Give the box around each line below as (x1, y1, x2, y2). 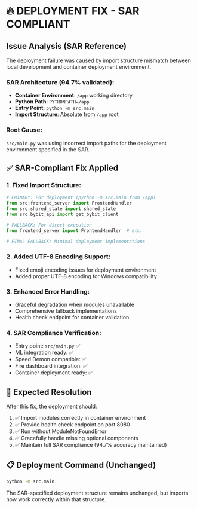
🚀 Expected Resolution (6, 387, 92, 397)
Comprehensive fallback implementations (14, 307, 118, 315)
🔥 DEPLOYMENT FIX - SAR (6, 4, 140, 18)
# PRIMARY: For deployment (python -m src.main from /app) (6, 194, 156, 201)
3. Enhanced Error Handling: (6, 287, 90, 295)
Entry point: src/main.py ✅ (14, 342, 81, 349)
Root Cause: (6, 126, 43, 134)
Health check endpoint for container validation (14, 314, 130, 321)
